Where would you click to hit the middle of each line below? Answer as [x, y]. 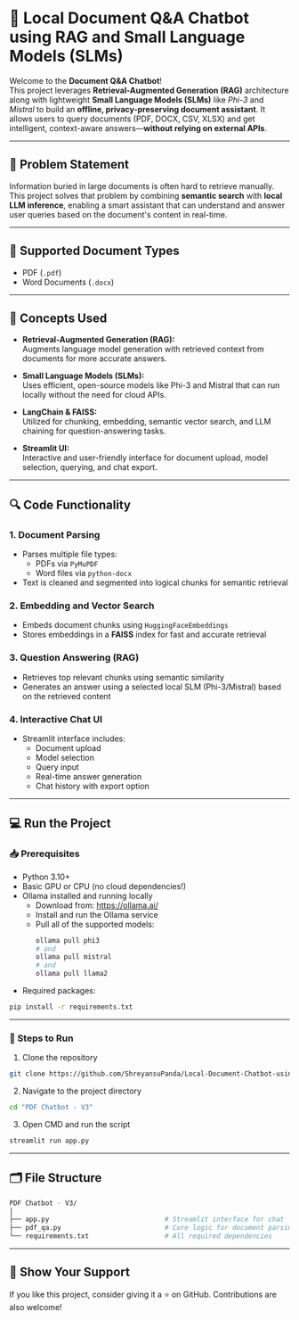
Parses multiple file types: [69, 554]
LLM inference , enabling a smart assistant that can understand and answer [147, 205]
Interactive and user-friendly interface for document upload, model [145, 458]
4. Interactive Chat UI [56, 719]
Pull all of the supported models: [95, 924]
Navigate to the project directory [82, 1091]
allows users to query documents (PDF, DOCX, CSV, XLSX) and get [132, 119]
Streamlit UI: [45, 449]
